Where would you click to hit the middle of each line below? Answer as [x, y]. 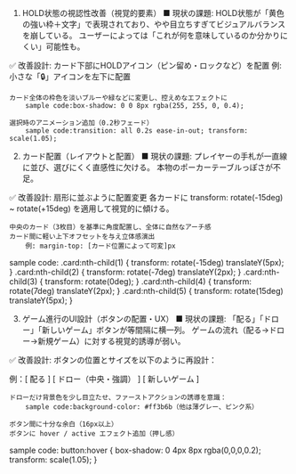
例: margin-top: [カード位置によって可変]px [100, 246]
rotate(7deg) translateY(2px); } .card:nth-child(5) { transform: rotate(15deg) [147, 291]
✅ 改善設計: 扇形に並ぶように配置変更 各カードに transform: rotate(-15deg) [146, 197]
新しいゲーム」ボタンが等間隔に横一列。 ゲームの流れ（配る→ [155, 330]
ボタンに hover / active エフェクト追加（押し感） [94, 434]
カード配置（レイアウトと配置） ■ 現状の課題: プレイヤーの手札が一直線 [155, 156]
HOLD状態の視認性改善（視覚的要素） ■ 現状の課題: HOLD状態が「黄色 [153, 13]
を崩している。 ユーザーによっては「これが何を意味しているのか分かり [151, 35]
